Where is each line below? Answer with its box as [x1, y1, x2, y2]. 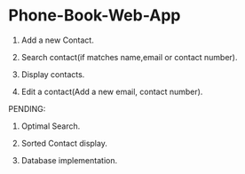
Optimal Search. [20, 121, 81, 131]
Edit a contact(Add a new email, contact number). [20, 86, 203, 97]
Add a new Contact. [20, 35, 94, 45]
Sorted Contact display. [20, 138, 107, 148]
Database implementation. [20, 154, 117, 165]
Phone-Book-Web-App [8, 5, 181, 26]
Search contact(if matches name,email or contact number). [20, 51, 238, 62]
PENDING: [8, 103, 46, 114]
